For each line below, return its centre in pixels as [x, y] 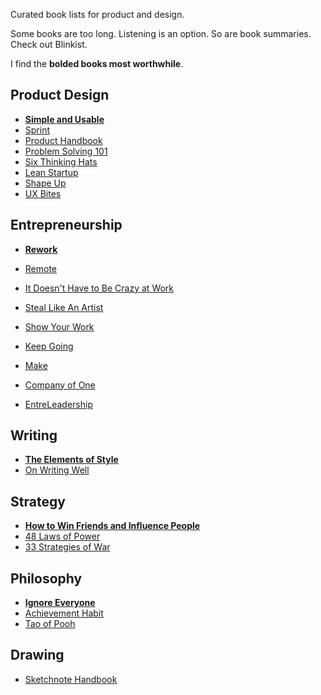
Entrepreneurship [66, 225]
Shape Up [45, 183]
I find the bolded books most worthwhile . [97, 63]
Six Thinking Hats [61, 161]
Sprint [37, 130]
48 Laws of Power [62, 536]
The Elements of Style [71, 460]
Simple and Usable [64, 119]
